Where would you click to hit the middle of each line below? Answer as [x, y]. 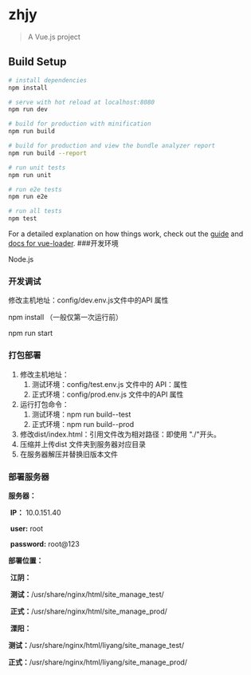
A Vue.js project [54, 37]
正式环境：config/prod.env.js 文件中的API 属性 [108, 394]
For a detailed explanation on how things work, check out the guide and [126, 234]
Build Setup [37, 62]
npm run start [31, 334]
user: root [27, 528]
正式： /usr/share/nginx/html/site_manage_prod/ [88, 611]
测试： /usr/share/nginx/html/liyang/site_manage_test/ [96, 645]
